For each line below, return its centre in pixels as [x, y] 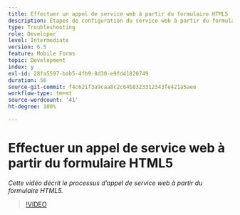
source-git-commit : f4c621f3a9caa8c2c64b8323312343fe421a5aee [102, 87]
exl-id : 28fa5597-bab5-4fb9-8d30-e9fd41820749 [78, 73]
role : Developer [32, 34]
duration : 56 [27, 80]
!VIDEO [36, 204]
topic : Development [37, 61]
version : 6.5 [27, 47]
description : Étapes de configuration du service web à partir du [109, 21]
